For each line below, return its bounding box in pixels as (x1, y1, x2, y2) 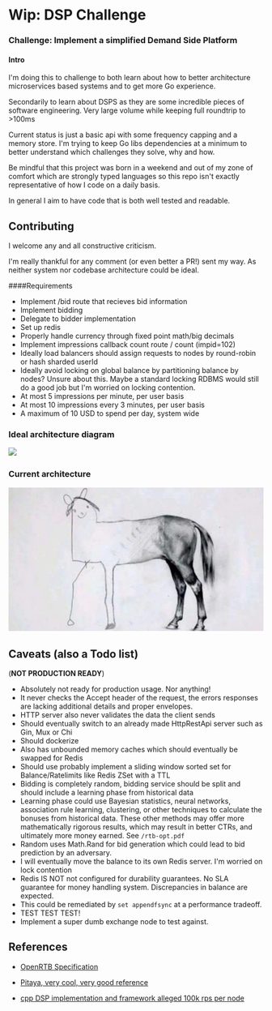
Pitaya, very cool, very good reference (19, 977, 148, 987)
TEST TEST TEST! (19, 908, 81, 918)
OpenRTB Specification (19, 962, 99, 971)
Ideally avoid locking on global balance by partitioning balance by (19, 366, 239, 375)
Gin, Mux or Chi (19, 727, 73, 737)
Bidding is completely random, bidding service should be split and (19, 779, 241, 789)
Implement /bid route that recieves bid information (19, 297, 188, 306)
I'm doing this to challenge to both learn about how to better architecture (8, 73, 251, 83)
